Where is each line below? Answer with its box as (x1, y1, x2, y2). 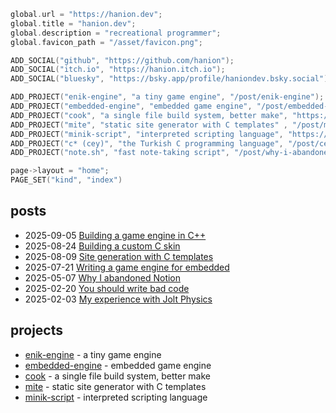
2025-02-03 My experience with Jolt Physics (24, 293, 213, 305)
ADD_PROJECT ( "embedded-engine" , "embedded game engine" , (10, 101, 253, 111)
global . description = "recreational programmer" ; (10, 28, 222, 38)
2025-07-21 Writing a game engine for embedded (24, 261, 230, 273)
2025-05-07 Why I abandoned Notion (24, 271, 182, 284)
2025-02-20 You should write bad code (24, 282, 190, 294)
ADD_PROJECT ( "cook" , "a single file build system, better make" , (10, 110, 288, 120)
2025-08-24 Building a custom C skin (24, 240, 181, 252)
